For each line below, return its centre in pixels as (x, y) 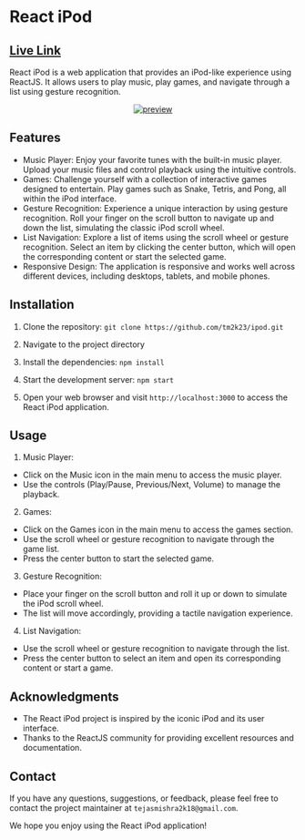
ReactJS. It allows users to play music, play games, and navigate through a (150, 82)
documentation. (52, 748)
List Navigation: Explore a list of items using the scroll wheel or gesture (156, 237)
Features (35, 138)
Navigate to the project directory (84, 344)
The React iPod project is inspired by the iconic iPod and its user (143, 719)
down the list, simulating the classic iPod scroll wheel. (123, 227)
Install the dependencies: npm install (93, 362)
